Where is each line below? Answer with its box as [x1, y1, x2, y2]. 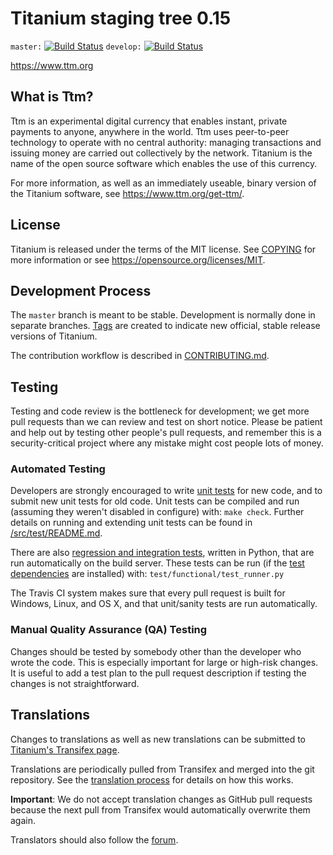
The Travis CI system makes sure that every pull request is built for [10, 587, 286, 599]
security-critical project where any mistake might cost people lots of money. [10, 437, 324, 449]
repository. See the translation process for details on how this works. [10, 773, 294, 786]
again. [10, 814, 37, 826]
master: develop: [10, 42, 142, 52]
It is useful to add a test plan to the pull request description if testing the [10, 667, 307, 679]
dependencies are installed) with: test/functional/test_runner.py [10, 568, 285, 580]
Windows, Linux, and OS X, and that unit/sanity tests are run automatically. [10, 598, 318, 610]
